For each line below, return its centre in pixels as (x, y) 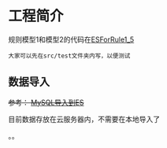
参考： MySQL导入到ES (46, 102)
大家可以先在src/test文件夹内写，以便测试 (69, 56)
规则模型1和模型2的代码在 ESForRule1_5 (71, 39)
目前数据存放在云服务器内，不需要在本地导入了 (84, 119)
